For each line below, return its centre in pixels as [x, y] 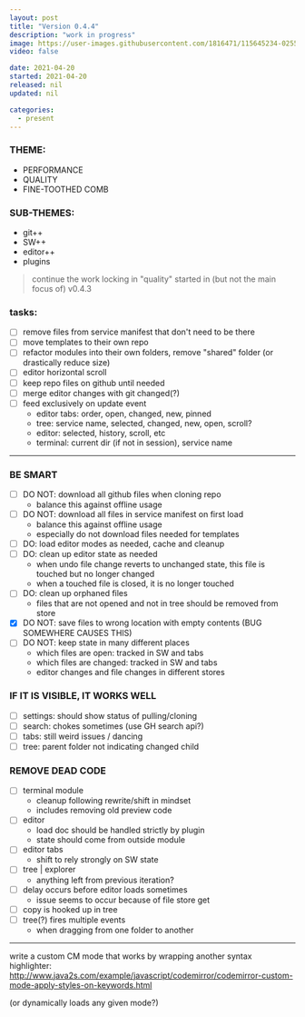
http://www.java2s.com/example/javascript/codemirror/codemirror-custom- [151, 975]
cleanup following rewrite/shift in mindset [113, 801]
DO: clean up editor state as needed [90, 554]
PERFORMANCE [53, 170]
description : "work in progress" [73, 35]
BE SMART [34, 474]
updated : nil [34, 93]
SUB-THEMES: [42, 213]
